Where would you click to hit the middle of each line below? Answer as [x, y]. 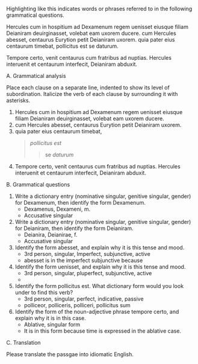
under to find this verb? [44, 292]
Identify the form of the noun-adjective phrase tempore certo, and [97, 311]
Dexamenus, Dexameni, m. [57, 209]
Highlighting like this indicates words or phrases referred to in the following [99, 9]
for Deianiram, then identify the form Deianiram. [74, 228]
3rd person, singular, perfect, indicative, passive [84, 299]
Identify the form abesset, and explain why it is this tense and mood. [100, 247]
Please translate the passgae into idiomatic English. [70, 354]
